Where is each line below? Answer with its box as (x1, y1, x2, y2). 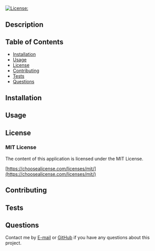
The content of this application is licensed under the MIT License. (5, 155, 144, 162)
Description (5, 20, 43, 29)
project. (5, 240, 22, 246)
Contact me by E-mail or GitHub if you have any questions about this (5, 235, 150, 241)
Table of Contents (5, 38, 64, 46)
